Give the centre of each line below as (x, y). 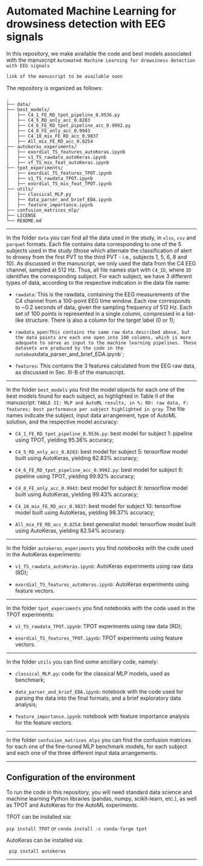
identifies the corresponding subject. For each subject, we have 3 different (99, 276)
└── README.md (24, 221)
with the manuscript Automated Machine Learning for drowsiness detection (101, 60)
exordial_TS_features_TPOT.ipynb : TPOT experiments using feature (99, 638)
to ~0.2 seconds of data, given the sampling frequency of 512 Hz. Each (103, 307)
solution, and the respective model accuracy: (63, 422)
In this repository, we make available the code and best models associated (99, 53)
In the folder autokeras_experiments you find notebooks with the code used (100, 548)
